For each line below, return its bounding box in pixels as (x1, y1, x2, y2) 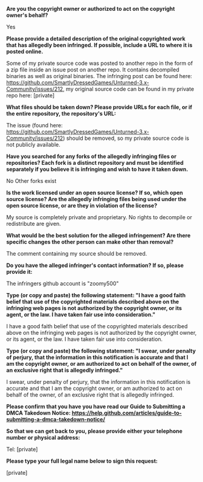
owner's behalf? (6, 12, 48, 19)
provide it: (6, 268, 33, 275)
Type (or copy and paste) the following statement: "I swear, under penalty (6, 348, 196, 354)
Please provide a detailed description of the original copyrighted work (6, 35, 185, 42)
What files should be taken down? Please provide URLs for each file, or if (6, 104, 192, 111)
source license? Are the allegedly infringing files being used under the (6, 196, 187, 202)
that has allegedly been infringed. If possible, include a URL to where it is (6, 42, 193, 48)
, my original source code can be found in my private (62, 85, 195, 93)
